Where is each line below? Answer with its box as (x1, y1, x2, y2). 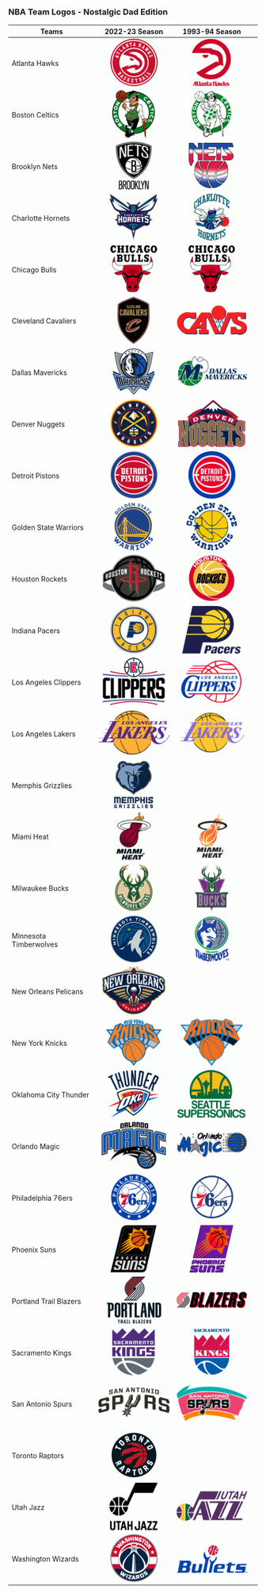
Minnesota (11, 931, 47, 940)
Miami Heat (11, 832, 49, 842)
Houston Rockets (11, 574, 67, 584)
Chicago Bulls (11, 264, 57, 274)
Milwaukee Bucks (11, 884, 69, 893)
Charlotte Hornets (11, 213, 70, 222)
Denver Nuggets (11, 419, 66, 429)
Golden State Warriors (11, 523, 85, 532)
